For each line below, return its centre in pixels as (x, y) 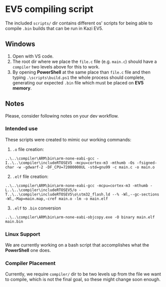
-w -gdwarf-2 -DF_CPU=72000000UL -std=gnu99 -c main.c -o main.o (85, 167)
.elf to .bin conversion (37, 208)
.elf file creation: (30, 176)
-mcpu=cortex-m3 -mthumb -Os (104, 163)
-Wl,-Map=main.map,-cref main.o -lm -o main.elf (57, 198)
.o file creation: (28, 149)
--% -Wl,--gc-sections (136, 194)
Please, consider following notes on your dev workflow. (62, 115)
